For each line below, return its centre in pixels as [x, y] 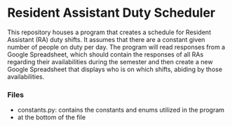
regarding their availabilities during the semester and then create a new [110, 61]
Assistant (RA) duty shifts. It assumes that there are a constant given [106, 39]
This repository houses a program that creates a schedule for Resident [109, 32]
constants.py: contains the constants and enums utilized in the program [121, 110]
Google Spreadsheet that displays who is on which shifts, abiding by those [115, 69]
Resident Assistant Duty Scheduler [111, 13]
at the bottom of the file [52, 117]
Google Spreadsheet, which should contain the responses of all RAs [105, 54]
